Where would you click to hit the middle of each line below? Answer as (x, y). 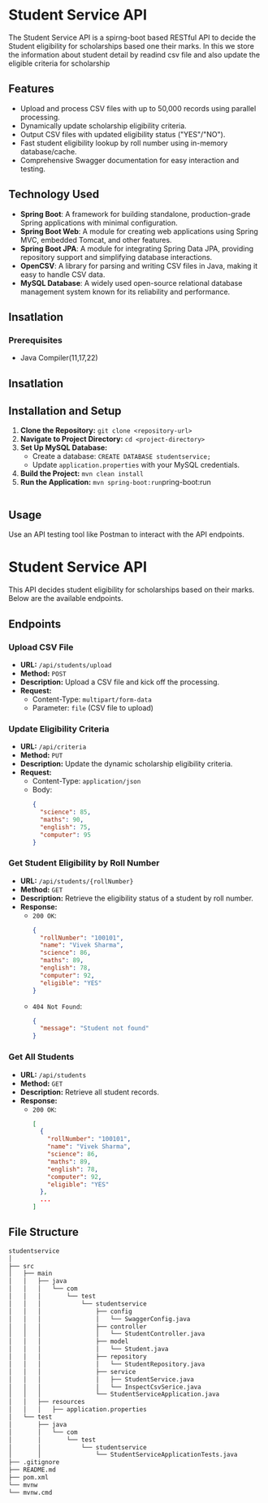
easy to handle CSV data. (63, 274)
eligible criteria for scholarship (59, 63)
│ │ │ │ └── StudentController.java (107, 1334)
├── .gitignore (34, 1462)
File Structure (43, 1232)
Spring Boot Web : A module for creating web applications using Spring (139, 231)
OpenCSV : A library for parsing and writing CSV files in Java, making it (139, 266)
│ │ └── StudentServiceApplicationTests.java (123, 1455)
